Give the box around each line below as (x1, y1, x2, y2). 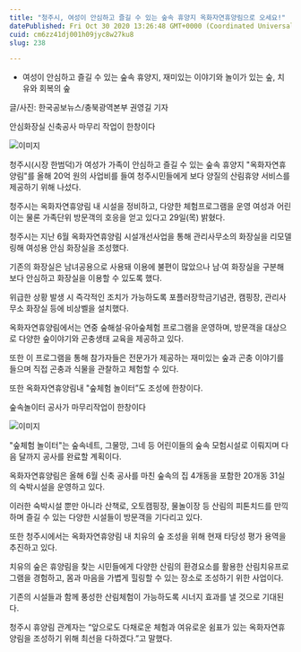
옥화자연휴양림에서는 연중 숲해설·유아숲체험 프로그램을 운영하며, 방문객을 (9, 322, 263, 333)
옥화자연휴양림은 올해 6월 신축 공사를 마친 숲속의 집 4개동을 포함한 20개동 (9, 471, 268, 481)
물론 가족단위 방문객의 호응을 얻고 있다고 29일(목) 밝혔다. (25, 212, 226, 223)
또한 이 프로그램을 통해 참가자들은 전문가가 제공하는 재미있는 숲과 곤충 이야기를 (9, 352, 285, 364)
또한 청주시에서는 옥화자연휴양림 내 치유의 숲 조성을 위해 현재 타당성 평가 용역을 (9, 531, 287, 542)
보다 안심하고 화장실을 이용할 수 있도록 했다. (9, 273, 163, 284)
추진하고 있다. (9, 542, 58, 553)
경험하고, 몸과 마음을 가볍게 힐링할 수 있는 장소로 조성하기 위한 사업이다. (32, 572, 284, 584)
